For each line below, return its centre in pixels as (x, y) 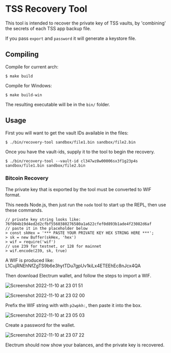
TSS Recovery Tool (46, 9)
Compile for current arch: (32, 66)
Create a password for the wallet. (40, 325)
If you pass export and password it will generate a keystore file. (71, 38)
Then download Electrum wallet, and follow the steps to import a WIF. (78, 275)
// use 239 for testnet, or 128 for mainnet (53, 246)
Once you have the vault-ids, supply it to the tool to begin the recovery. (80, 152)
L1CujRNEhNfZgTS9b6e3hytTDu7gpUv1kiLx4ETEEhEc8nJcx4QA (73, 266)
